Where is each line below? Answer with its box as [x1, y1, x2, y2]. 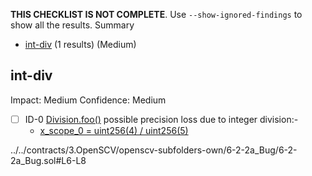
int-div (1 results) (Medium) [24, 39, 137, 50]
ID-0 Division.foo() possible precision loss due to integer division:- [24, 113, 299, 125]
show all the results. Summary [10, 19, 135, 31]
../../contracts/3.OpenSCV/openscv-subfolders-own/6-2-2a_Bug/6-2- [10, 144, 298, 156]
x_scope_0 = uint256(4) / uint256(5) [39, 124, 189, 136]
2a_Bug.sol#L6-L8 [10, 154, 87, 166]
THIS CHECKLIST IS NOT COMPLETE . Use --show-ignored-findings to [10, 9, 303, 20]
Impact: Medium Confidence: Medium [10, 94, 167, 106]
